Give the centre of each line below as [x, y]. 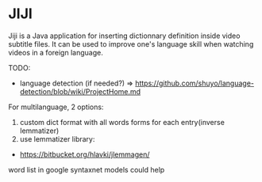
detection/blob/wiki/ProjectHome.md [80, 91]
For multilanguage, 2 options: [56, 107]
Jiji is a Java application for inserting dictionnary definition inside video [124, 36]
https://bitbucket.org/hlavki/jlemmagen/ [85, 154]
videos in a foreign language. [56, 52]
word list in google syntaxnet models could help [87, 169]
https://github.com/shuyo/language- [195, 83]
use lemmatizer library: [57, 138]
